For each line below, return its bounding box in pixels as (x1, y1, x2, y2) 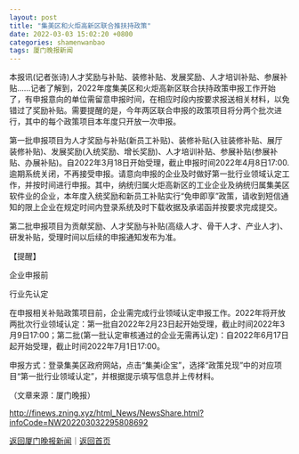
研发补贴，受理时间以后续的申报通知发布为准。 (9, 232, 181, 243)
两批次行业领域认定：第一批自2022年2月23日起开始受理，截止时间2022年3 (9, 319, 286, 329)
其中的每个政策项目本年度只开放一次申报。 (24, 117, 181, 127)
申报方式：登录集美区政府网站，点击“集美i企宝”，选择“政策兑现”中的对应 (9, 360, 275, 370)
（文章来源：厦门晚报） (9, 390, 95, 401)
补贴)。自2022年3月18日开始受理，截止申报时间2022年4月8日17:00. (39, 158, 290, 168)
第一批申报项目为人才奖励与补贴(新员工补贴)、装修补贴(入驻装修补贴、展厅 (9, 135, 283, 146)
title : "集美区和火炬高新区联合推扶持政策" (9, 21, 151, 30)
